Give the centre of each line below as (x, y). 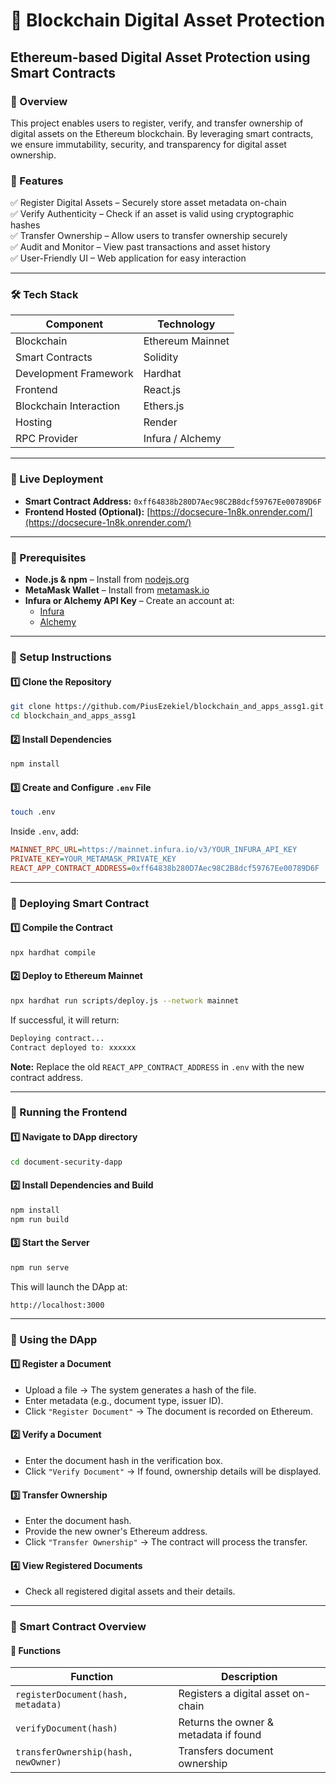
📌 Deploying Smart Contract (80, 903)
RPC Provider (46, 439)
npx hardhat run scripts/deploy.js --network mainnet (125, 1000)
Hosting (34, 422)
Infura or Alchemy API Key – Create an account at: (129, 601)
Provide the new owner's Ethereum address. (116, 1531)
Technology (186, 324)
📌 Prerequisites (48, 557)
